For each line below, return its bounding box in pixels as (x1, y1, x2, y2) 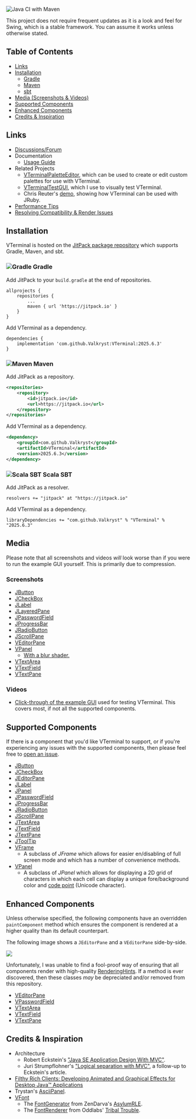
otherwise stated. (6, 30, 49, 37)
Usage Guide (23, 158, 55, 165)
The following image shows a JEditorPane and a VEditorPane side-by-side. (6, 938, 187, 945)
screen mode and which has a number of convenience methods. (23, 856, 181, 864)
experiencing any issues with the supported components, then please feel (6, 744, 187, 752)
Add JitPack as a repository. (6, 373, 75, 381)
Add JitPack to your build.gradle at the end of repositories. (6, 276, 152, 283)
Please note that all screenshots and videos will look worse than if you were (6, 554, 191, 561)
